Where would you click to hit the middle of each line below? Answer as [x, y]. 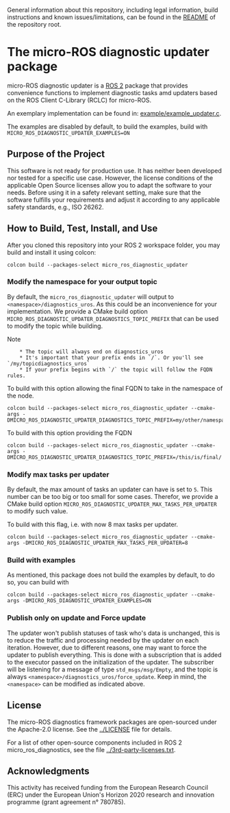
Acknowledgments [49, 771]
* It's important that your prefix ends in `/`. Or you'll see [112, 358]
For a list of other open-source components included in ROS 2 [95, 743]
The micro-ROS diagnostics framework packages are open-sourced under [112, 722]
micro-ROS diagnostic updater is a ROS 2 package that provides [98, 86]
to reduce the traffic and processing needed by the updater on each [103, 640]
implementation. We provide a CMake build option [78, 311]
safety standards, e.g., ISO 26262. [55, 207]
